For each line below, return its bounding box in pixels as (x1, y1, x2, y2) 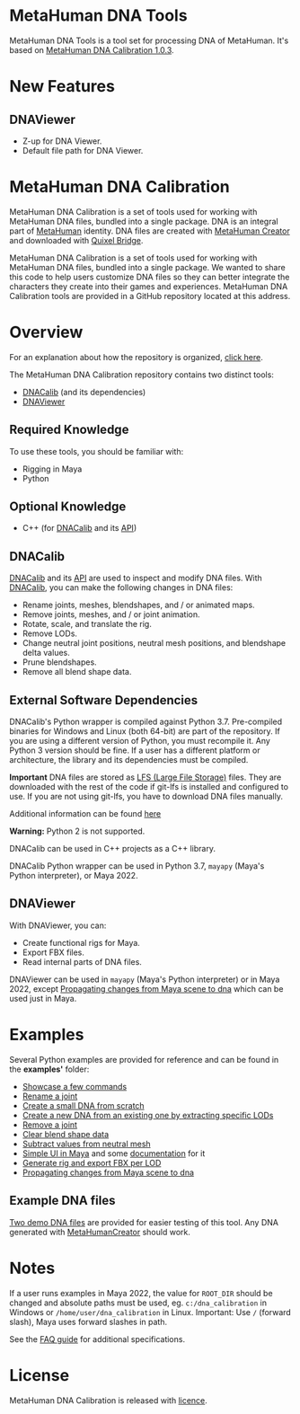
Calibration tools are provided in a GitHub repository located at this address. (9, 290, 291, 301)
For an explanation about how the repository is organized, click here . (9, 351, 263, 362)
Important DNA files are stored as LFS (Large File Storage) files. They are (9, 772, 282, 782)
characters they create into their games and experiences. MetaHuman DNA (9, 280, 288, 292)
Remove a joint (22, 1119, 78, 1130)
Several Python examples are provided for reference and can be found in (9, 1054, 279, 1065)
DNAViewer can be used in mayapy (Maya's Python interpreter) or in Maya (9, 974, 280, 985)
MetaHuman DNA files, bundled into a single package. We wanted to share (9, 261, 286, 272)
